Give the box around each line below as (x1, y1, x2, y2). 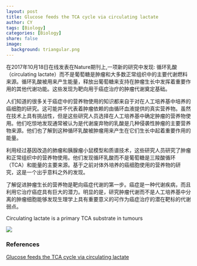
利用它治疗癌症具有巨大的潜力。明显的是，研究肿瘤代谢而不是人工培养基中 (6, 188, 186, 195)
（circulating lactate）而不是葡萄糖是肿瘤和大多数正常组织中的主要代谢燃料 (6, 71, 188, 78)
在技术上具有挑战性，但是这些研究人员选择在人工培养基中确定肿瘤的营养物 (6, 112, 186, 119)
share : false (6, 36, 38, 42)
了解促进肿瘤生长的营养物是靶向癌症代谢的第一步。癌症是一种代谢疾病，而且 (6, 181, 191, 188)
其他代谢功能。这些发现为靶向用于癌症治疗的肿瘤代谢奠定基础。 (16, 85, 171, 92)
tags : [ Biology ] (6, 25, 46, 31)
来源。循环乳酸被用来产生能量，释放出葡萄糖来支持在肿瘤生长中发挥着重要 (6, 78, 186, 85)
